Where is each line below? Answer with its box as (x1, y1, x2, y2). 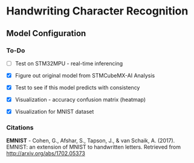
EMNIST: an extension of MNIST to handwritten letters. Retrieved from (6, 143, 181, 151)
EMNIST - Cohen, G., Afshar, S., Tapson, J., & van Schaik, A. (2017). (6, 137, 175, 144)
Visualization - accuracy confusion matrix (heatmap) (15, 96, 146, 103)
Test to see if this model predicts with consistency (15, 84, 140, 91)
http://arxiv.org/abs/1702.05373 (6, 150, 86, 157)
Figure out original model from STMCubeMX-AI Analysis (15, 72, 155, 79)
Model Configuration (6, 28, 86, 38)
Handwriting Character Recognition (6, 4, 189, 18)
